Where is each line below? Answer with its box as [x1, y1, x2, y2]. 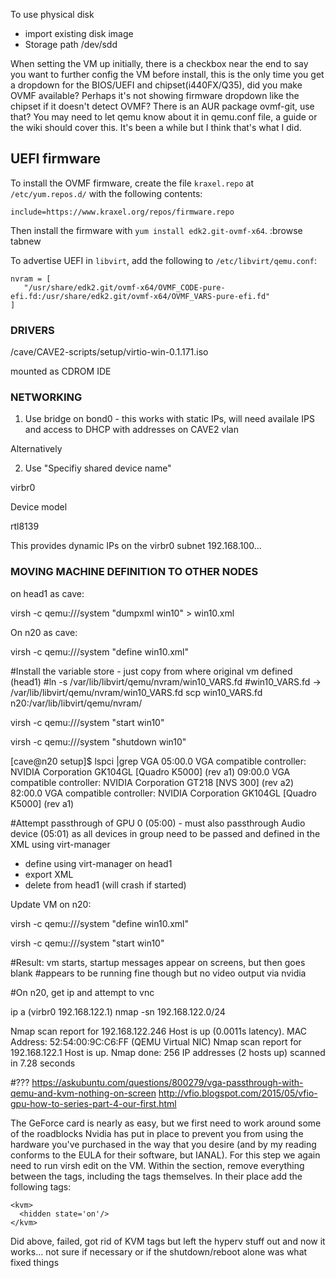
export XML [24, 868, 74, 880]
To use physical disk [10, 9, 95, 20]
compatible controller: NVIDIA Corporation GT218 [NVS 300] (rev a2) [10, 776, 295, 788]
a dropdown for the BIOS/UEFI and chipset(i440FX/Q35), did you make [10, 79, 303, 91]
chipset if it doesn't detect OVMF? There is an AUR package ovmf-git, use [10, 100, 315, 112]
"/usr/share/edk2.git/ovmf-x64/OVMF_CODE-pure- [23, 282, 226, 293]
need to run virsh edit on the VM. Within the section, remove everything [10, 1159, 305, 1171]
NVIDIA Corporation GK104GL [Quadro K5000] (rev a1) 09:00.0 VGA [10, 765, 291, 778]
